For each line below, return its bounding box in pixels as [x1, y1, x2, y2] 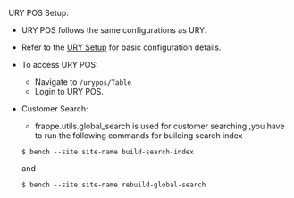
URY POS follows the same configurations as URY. [21, 25, 207, 35]
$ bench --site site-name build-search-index [21, 147, 194, 156]
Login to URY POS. [34, 87, 105, 96]
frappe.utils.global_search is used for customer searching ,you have [34, 120, 285, 131]
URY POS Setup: [8, 8, 69, 18]
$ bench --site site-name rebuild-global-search [21, 180, 206, 189]
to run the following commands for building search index [34, 130, 243, 141]
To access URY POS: [21, 60, 99, 70]
